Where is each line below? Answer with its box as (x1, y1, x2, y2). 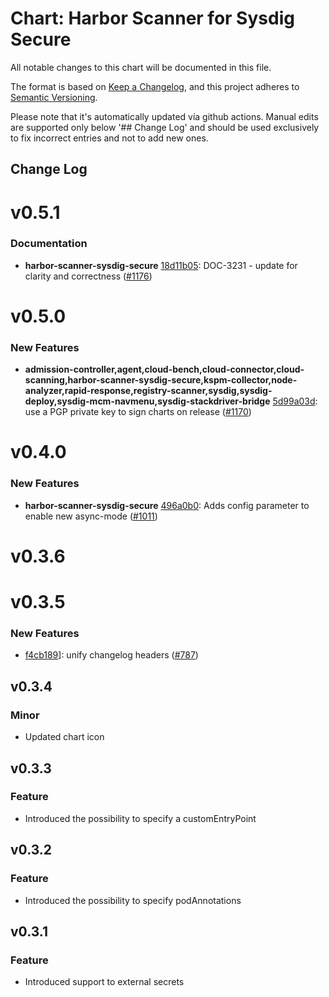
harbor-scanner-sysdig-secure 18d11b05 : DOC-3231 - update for (24, 259, 298, 271)
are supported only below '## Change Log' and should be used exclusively (10, 121, 320, 133)
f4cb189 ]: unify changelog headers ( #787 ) (24, 649, 199, 661)
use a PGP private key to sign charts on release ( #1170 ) (24, 406, 252, 418)
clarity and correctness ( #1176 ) (24, 270, 153, 282)
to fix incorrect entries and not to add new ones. (10, 132, 209, 144)
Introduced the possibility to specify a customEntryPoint (24, 812, 257, 824)
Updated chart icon (24, 731, 105, 743)
